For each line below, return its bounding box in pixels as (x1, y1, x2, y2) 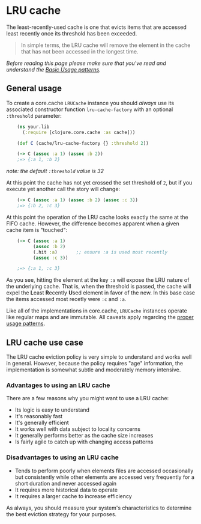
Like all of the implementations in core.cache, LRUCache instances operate (6, 307, 187, 314)
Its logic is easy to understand (14, 406, 90, 413)
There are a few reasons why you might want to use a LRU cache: (6, 395, 169, 402)
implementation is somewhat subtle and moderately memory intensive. (6, 366, 181, 373)
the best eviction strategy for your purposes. (6, 510, 117, 517)
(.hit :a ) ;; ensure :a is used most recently (32, 249, 168, 255)
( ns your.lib (17, 124, 50, 130)
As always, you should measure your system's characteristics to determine (6, 504, 192, 511)
